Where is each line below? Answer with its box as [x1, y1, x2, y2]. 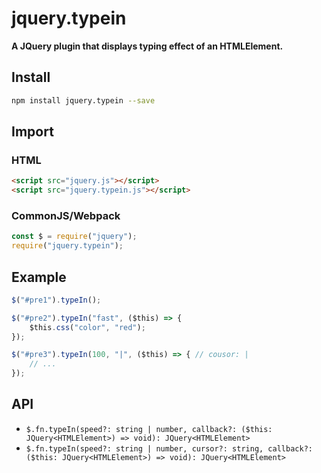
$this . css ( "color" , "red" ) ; [29, 322, 146, 332]
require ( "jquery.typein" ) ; [11, 241, 124, 251]
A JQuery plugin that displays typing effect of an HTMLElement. [11, 40, 284, 52]
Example [11, 268, 67, 286]
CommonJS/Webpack [11, 208, 121, 222]
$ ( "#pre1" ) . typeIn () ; [11, 295, 102, 305]
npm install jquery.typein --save [11, 95, 156, 106]
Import [11, 123, 54, 141]
